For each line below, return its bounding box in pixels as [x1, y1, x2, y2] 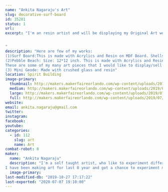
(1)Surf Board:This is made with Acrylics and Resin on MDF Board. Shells [5, 53, 164, 58]
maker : [5, 151, 19, 156]
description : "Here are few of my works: [5, 49, 93, 54]
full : [9, 95, 21, 100]
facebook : [5, 119, 26, 124]
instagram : [5, 114, 28, 119]
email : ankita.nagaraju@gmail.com [5, 105, 77, 110]
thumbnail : [9, 81, 32, 87]
